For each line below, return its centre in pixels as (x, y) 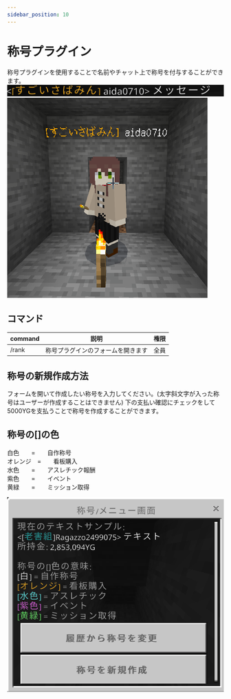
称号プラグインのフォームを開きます (97, 350)
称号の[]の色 (33, 435)
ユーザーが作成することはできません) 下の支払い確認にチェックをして (117, 402)
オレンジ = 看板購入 (42, 461)
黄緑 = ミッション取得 (48, 487)
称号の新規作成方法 (48, 376)
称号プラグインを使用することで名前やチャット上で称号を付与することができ (115, 72)
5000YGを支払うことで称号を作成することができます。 (85, 410)
